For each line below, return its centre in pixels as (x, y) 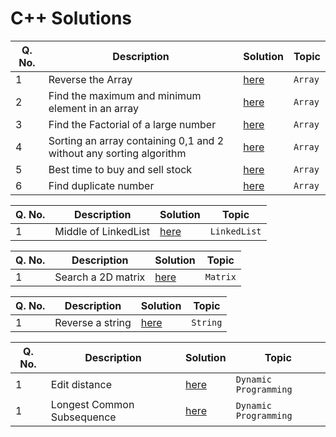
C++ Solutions (71, 18)
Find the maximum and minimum (125, 95)
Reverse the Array (90, 79)
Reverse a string (93, 322)
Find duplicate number (101, 185)
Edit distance (81, 384)
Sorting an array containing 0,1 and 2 (136, 140)
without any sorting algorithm (117, 153)
